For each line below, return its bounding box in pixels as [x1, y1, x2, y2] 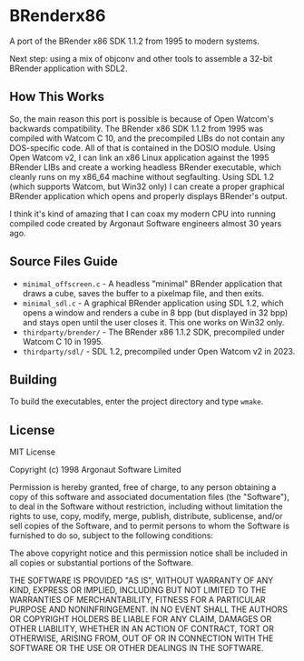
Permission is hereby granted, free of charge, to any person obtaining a [9, 482, 277, 493]
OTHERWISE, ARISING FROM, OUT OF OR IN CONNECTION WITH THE [9, 633, 274, 644]
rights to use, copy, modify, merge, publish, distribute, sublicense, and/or [9, 511, 283, 522]
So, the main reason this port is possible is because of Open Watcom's [9, 113, 274, 124]
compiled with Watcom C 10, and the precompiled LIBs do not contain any [9, 133, 286, 144]
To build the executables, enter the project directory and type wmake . [9, 396, 264, 407]
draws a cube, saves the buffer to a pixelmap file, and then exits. [22, 287, 265, 298]
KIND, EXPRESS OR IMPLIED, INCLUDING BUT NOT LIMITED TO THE [9, 585, 267, 596]
